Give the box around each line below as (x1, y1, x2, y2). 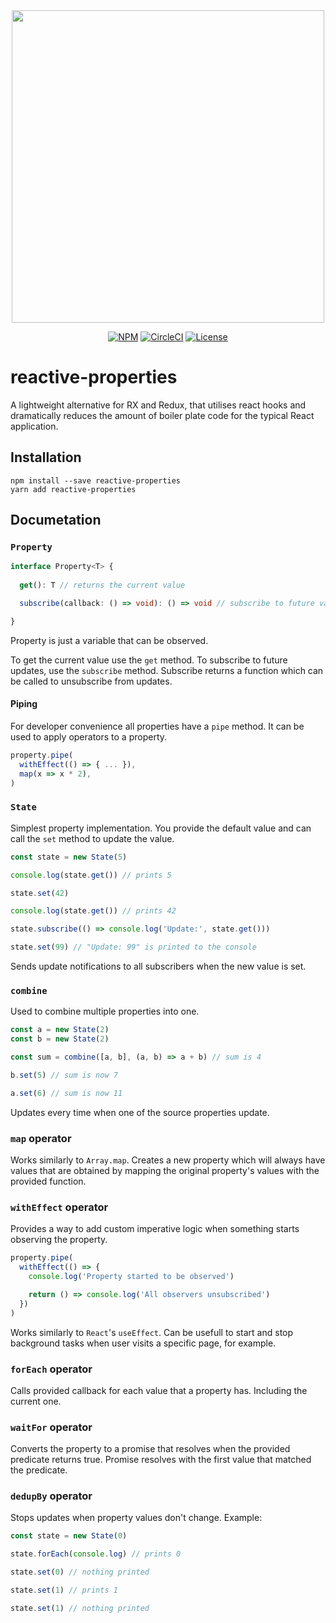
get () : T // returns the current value (19, 580, 186, 591)
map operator (10, 1131, 72, 1145)
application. (10, 420, 59, 432)
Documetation (10, 512, 102, 529)
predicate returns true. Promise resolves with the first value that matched (10, 1454, 312, 1466)
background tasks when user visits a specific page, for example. (10, 1337, 277, 1349)
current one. (10, 1395, 62, 1407)
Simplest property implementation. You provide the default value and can (10, 822, 312, 834)
